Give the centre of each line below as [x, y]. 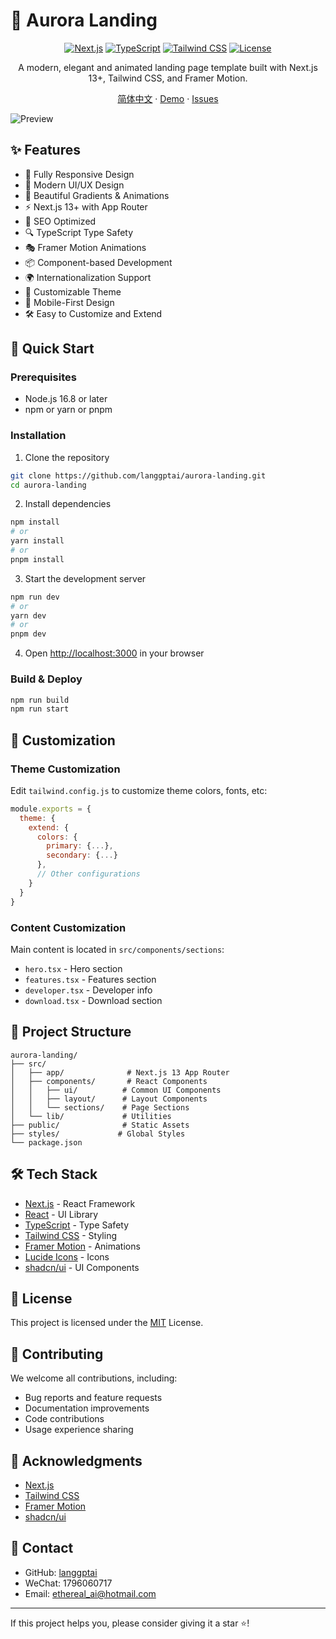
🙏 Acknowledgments [76, 1460]
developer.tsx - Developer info [88, 990]
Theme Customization [65, 769]
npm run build [40, 700]
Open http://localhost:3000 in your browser [114, 653]
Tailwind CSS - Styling [71, 1235]
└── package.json [46, 1142]
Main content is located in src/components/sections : [117, 949]
